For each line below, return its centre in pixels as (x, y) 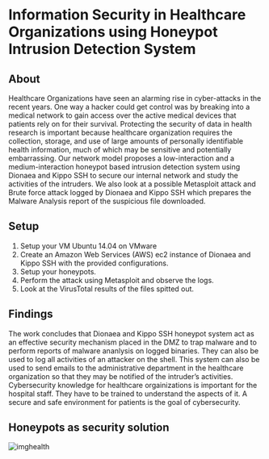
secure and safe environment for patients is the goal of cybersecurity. (124, 402)
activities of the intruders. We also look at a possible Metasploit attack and (132, 184)
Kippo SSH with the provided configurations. (94, 263)
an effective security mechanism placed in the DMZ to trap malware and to (132, 342)
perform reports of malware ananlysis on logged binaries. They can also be (134, 351)
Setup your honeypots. (58, 271)
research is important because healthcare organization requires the (120, 132)
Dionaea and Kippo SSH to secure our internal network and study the (123, 175)
